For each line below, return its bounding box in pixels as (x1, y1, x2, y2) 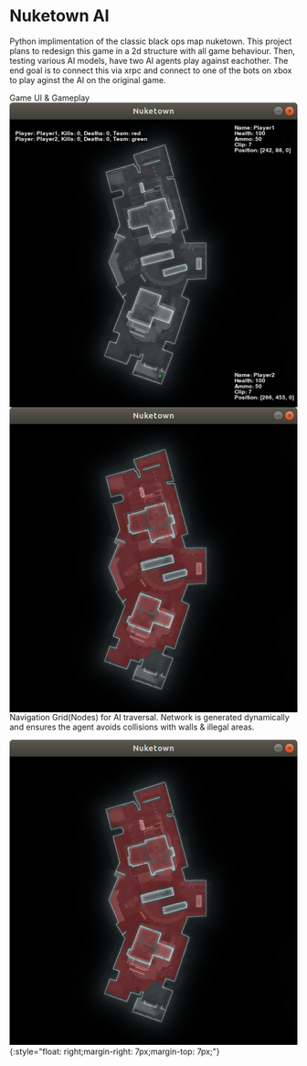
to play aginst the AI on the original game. (9, 74, 166, 85)
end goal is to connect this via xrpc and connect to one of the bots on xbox (9, 65, 292, 76)
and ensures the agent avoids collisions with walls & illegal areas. (9, 721, 255, 732)
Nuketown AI (9, 5, 110, 27)
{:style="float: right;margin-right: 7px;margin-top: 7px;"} (9, 1046, 220, 1057)
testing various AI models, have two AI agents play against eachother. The (9, 55, 289, 66)
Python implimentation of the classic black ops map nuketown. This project (9, 36, 292, 47)
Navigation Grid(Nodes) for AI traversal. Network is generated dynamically (9, 712, 290, 722)
